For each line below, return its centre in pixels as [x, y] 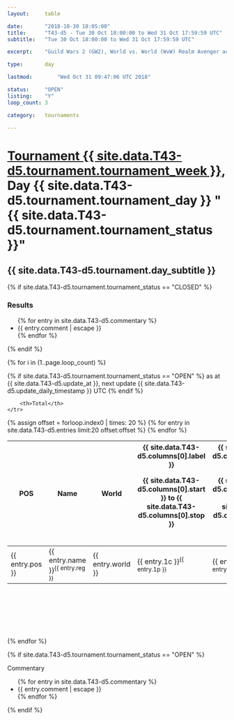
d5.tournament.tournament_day [102, 200]
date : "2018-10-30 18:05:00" [59, 26]
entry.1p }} [152, 569]
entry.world [112, 564]
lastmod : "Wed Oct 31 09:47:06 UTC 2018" [79, 77]
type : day [31, 65]
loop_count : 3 [28, 103]
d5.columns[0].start [171, 489]
